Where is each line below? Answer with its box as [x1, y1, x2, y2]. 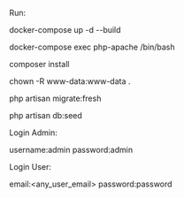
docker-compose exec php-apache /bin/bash [9, 42, 175, 52]
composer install [9, 59, 70, 69]
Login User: [9, 162, 51, 171]
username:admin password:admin [9, 145, 134, 155]
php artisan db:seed [9, 110, 82, 120]
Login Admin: [9, 127, 57, 138]
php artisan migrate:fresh [9, 93, 102, 103]
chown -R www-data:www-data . [9, 76, 131, 87]
